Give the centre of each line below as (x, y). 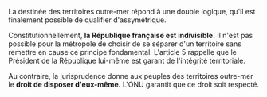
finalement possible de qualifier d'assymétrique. (87, 20)
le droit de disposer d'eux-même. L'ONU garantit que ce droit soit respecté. (134, 84)
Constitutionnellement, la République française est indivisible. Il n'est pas (131, 35)
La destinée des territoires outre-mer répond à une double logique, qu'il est (132, 12)
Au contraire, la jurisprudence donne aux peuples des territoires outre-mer (131, 76)
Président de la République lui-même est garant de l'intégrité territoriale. (127, 60)
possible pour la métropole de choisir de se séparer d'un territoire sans (125, 44)
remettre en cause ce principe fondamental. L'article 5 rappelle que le (123, 52)
